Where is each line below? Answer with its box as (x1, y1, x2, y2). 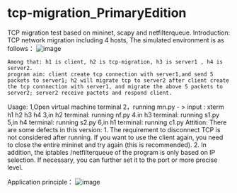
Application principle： (7, 177, 74, 186)
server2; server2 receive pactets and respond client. (7, 89, 173, 96)
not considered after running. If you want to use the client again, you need (7, 133, 224, 141)
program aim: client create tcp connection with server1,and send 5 (7, 71, 214, 78)
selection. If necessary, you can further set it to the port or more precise (7, 156, 218, 164)
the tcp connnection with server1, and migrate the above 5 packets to (7, 83, 223, 90)
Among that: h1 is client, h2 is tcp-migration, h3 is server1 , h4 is (7, 58, 223, 65)
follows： (7, 44, 35, 52)
